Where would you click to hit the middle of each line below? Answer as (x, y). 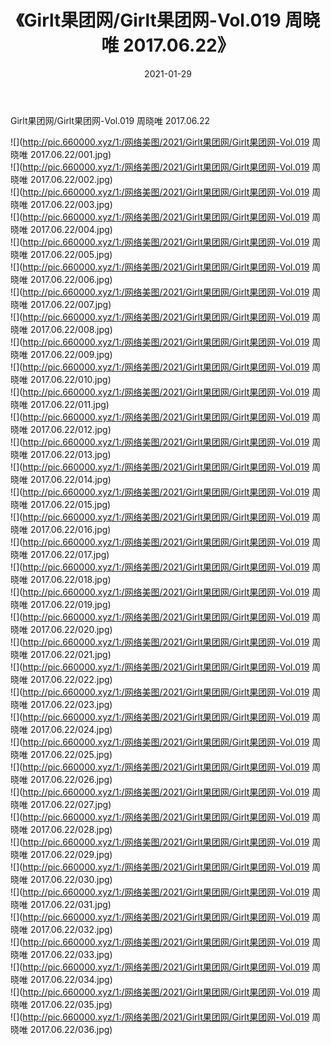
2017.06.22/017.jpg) (69, 554)
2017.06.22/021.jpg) (70, 654)
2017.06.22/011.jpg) (69, 404)
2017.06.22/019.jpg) (70, 604)
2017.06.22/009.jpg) (71, 354)
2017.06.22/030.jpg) (71, 879)
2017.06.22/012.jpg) (70, 429)
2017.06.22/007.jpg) (70, 304)
